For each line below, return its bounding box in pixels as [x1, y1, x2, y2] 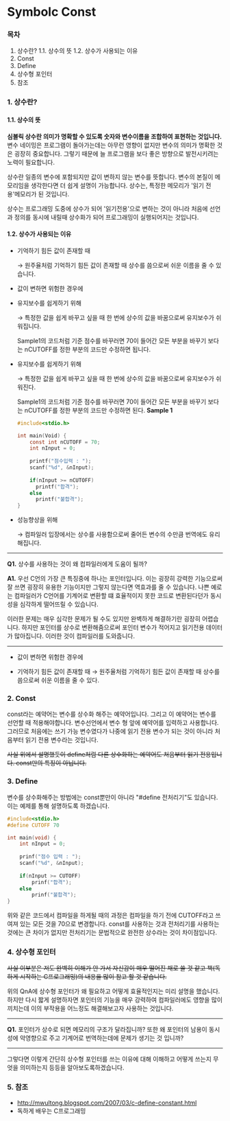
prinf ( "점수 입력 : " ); [19, 853, 81, 860]
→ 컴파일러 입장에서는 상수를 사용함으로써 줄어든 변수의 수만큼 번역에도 [16, 530, 207, 539]
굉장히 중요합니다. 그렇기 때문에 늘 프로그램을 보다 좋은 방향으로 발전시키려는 [14, 149, 219, 158]
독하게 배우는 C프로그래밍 [16, 1107, 86, 1115]
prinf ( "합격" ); [31, 879, 72, 886]
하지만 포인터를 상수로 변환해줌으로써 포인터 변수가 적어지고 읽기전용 [21, 623, 205, 632]
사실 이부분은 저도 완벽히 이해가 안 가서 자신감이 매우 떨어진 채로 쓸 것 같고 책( [7, 964, 216, 972]
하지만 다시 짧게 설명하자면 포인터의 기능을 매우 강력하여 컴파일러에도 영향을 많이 [7, 996, 223, 1004]
